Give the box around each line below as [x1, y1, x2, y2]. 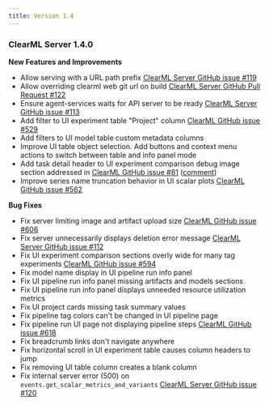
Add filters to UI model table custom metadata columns [19, 133, 204, 143]
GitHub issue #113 [19, 107, 80, 117]
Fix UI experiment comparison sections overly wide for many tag [19, 250, 236, 260]
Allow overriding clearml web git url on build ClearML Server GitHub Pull [19, 81, 261, 91]
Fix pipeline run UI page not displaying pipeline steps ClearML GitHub [19, 319, 252, 329]
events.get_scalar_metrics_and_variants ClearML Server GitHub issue [19, 379, 257, 389]
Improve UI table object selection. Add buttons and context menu [19, 141, 237, 151]
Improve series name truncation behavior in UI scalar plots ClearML [19, 176, 245, 185]
